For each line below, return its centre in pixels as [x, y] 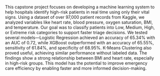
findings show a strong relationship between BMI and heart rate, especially [80, 58]
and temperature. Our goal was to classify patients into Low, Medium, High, [80, 27]
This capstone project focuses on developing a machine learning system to [80, 7]
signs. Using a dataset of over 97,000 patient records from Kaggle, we [75, 17]
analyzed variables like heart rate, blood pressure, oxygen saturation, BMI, [79, 22]
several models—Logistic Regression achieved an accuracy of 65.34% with [80, 38]
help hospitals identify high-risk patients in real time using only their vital [77, 12]
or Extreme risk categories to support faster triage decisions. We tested [76, 32]
